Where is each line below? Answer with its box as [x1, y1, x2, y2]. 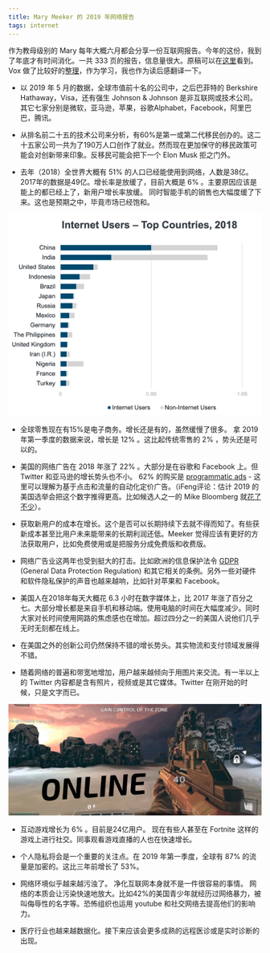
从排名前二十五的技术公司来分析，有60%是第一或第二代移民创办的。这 [19, 129, 255, 140]
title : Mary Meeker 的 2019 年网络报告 [8, 13, 135, 21]
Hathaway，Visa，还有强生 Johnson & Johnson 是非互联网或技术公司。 [19, 92, 257, 102]
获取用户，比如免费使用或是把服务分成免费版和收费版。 [27, 539, 211, 548]
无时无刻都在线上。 [19, 623, 84, 633]
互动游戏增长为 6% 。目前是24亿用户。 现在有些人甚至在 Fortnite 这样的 [19, 825, 259, 834]
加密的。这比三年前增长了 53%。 [34, 861, 144, 871]
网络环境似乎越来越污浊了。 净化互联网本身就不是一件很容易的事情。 [19, 879, 247, 889]
